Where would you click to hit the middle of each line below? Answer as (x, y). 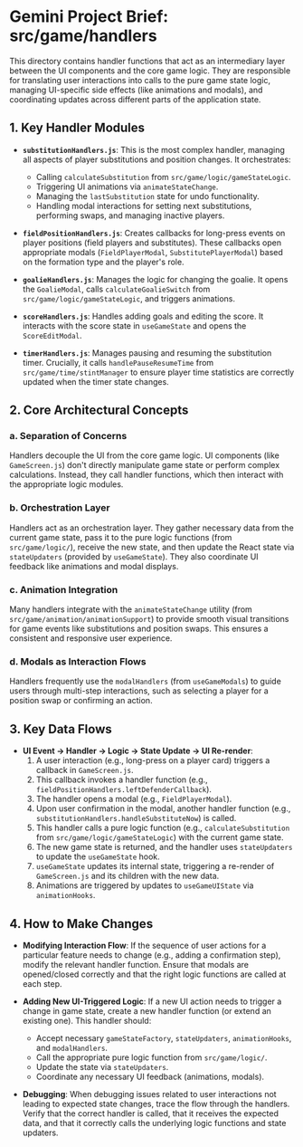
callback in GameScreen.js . (85, 770)
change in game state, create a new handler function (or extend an (147, 1010)
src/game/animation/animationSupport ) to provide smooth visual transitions (149, 619)
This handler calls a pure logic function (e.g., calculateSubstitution (163, 828)
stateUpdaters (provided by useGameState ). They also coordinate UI (134, 556)
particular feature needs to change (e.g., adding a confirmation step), (151, 955)
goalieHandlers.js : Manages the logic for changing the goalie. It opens (155, 279)
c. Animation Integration (64, 589)
